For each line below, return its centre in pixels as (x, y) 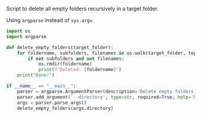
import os (19, 31)
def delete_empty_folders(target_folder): (60, 47)
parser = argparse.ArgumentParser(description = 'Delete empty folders (106, 91)
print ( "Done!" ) (36, 75)
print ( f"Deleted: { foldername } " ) (80, 70)
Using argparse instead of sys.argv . (50, 20)
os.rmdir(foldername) (65, 64)
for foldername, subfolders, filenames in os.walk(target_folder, (101, 53)
